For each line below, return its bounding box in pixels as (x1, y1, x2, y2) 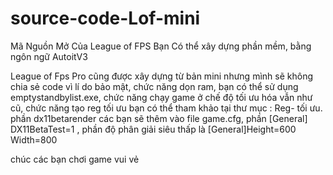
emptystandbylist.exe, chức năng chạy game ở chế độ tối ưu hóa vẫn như (10, 91, 313, 103)
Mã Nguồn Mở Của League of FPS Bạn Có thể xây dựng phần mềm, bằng (10, 40, 312, 52)
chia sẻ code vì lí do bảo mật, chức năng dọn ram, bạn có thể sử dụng (10, 80, 299, 92)
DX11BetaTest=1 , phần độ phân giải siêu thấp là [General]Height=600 (10, 123, 297, 135)
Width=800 (10, 133, 58, 146)
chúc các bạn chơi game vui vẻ (10, 153, 140, 165)
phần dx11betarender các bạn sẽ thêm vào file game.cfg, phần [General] (10, 112, 308, 124)
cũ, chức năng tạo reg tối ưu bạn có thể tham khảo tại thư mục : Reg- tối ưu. (10, 102, 323, 114)
